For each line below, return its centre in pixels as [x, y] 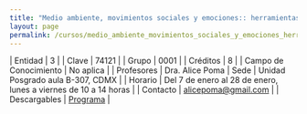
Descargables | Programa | [60, 99]
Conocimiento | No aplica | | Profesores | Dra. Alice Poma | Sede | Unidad [148, 70]
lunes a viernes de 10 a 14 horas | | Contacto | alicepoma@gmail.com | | [144, 90]
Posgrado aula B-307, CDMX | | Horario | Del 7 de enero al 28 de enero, [144, 80]
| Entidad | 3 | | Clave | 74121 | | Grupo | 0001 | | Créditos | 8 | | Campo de [147, 61]
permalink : [30, 35]
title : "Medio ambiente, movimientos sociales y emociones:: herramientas [155, 18]
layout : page [34, 26]
